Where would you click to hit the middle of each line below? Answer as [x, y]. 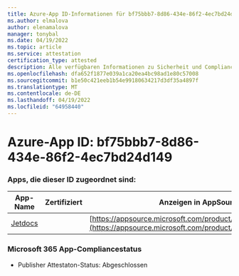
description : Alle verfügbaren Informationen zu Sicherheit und [105, 67]
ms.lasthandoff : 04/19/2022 [49, 101]
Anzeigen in [180, 203]
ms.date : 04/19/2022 [38, 41]
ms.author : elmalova [38, 21]
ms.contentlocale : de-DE [44, 93]
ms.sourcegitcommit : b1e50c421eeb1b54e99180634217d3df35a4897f [103, 80]
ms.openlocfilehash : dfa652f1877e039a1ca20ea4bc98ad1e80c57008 [103, 73]
